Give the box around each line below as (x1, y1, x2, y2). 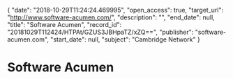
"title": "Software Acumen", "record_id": (7, 21, 122, 28)
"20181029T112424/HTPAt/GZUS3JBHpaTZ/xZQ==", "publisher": (7, 28, 194, 36)
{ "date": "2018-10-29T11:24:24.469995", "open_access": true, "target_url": (7, 6, 224, 14)
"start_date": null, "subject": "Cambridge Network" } (50, 35, 200, 44)
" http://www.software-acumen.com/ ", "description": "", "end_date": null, (7, 13, 215, 21)
